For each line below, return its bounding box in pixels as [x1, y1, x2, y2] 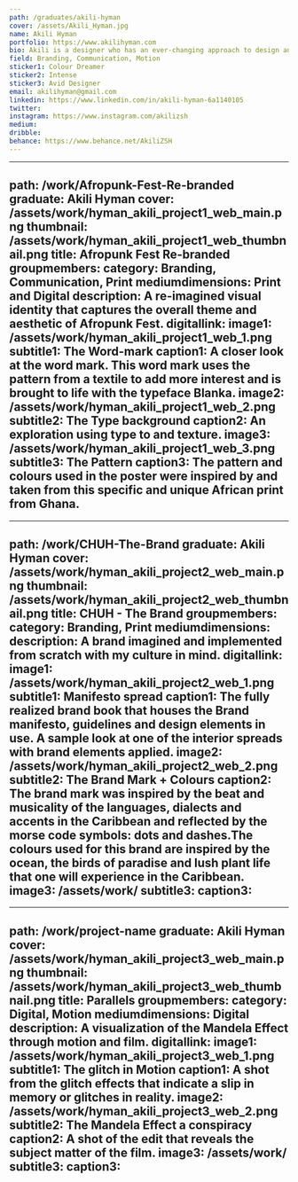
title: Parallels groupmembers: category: [58, 992, 287, 1007]
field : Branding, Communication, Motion [9, 54, 161, 63]
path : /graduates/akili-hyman [9, 12, 122, 22]
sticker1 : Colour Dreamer [9, 63, 105, 72]
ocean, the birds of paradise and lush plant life [9, 855, 271, 870]
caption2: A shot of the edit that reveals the [9, 1131, 255, 1147]
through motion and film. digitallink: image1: [9, 1034, 257, 1049]
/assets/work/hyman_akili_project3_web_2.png [9, 1103, 278, 1118]
